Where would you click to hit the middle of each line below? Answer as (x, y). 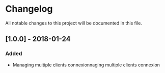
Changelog (29, 9)
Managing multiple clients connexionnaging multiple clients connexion (86, 65)
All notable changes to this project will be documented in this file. (74, 23)
